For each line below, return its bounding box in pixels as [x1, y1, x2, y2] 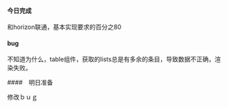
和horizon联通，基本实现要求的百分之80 [7, 23, 122, 31]
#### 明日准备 [7, 78, 53, 87]
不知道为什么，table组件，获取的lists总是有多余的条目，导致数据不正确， [7, 55, 215, 63]
